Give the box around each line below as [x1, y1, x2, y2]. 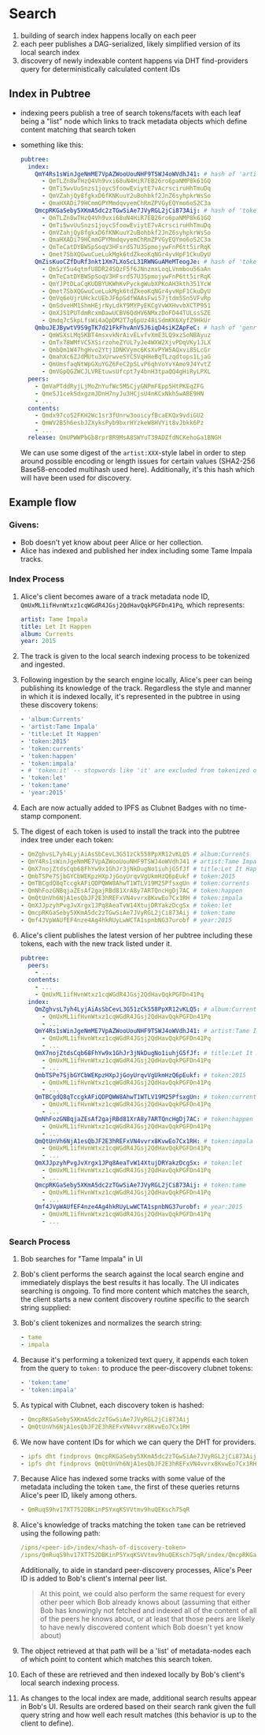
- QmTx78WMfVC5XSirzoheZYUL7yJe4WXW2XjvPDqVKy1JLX [41, 338, 212, 347]
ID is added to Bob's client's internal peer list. [20, 1573, 167, 1584]
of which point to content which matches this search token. [20, 1655, 213, 1664]
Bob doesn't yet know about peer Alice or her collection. [20, 537, 204, 547]
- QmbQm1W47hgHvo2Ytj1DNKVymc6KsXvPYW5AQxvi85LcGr [41, 346, 212, 354]
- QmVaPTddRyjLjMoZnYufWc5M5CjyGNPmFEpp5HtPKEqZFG [35, 382, 204, 390]
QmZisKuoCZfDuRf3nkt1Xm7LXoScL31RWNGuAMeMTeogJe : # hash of [35, 258, 236, 266]
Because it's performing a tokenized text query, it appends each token [20, 1355, 248, 1365]
